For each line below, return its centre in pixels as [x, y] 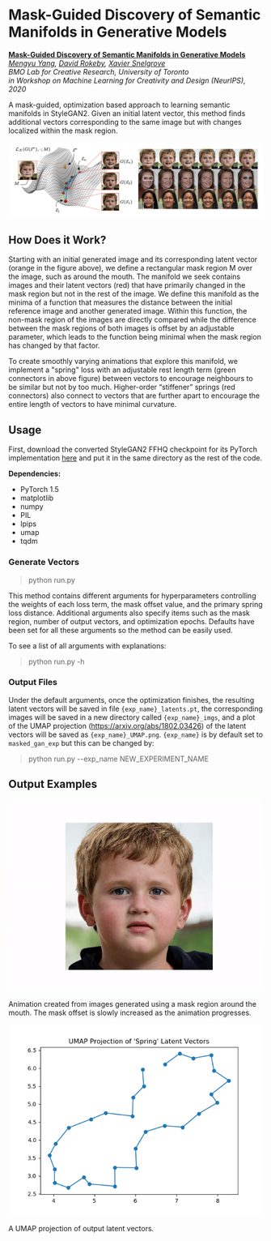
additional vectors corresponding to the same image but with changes [125, 122]
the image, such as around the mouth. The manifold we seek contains [125, 276]
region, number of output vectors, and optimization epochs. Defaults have [131, 621]
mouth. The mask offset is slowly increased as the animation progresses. [130, 1012]
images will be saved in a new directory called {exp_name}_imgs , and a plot [132, 717]
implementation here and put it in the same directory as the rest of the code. [135, 458]
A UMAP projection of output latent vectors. [81, 1228]
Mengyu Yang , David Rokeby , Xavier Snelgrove [87, 63]
